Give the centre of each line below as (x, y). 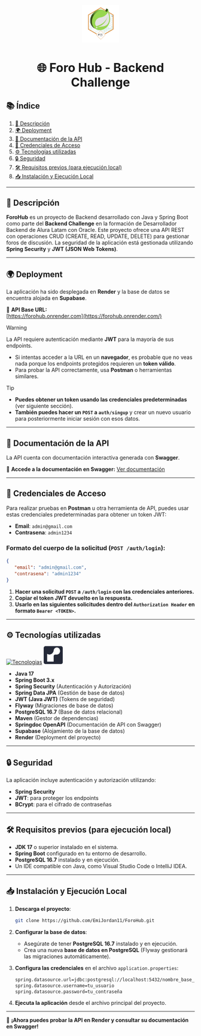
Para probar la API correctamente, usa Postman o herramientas (93, 370)
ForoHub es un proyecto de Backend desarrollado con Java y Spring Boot (97, 218)
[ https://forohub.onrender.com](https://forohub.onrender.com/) (84, 316)
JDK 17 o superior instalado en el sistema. (66, 847)
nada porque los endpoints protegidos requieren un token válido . (95, 364)
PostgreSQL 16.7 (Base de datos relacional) (68, 712)
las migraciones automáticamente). (67, 956)
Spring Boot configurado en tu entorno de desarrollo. (81, 854)
